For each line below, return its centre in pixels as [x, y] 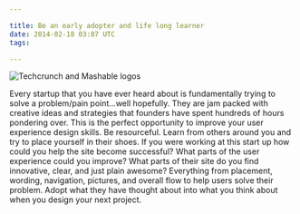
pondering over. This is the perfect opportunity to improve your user [137, 122]
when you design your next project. [76, 199]
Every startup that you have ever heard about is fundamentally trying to [143, 94]
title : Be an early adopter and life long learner [107, 25]
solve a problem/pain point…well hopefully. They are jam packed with [139, 103]
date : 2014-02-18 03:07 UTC [63, 34]
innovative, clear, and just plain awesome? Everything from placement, [141, 171]
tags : [19, 43]
